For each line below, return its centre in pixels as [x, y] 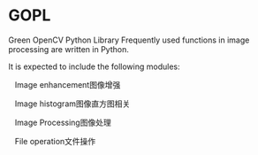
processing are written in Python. [68, 49]
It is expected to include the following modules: [94, 66]
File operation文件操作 [55, 141]
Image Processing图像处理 [63, 122]
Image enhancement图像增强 [68, 84]
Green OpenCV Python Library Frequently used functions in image [129, 40]
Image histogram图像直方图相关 [72, 104]
